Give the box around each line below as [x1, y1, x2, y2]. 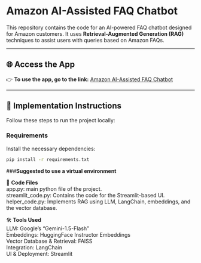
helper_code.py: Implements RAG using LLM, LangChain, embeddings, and [6, 198, 191, 205]
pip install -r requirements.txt [6, 156, 90, 162]
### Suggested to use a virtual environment [6, 167, 117, 174]
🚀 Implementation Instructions [6, 101, 121, 111]
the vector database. [6, 204, 57, 211]
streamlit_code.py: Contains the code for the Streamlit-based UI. [6, 191, 165, 199]
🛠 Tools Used [6, 216, 42, 223]
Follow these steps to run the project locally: [6, 116, 115, 123]
